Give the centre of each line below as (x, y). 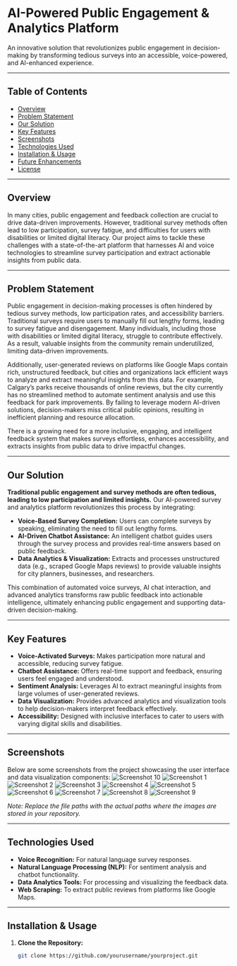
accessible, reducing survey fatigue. (70, 663)
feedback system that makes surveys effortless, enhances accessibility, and (118, 439)
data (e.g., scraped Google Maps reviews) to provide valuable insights (119, 566)
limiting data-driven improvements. (58, 351)
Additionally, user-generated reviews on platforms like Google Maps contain (117, 365)
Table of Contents (48, 92)
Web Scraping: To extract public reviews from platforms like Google (116, 890)
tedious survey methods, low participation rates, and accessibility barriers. (116, 314)
